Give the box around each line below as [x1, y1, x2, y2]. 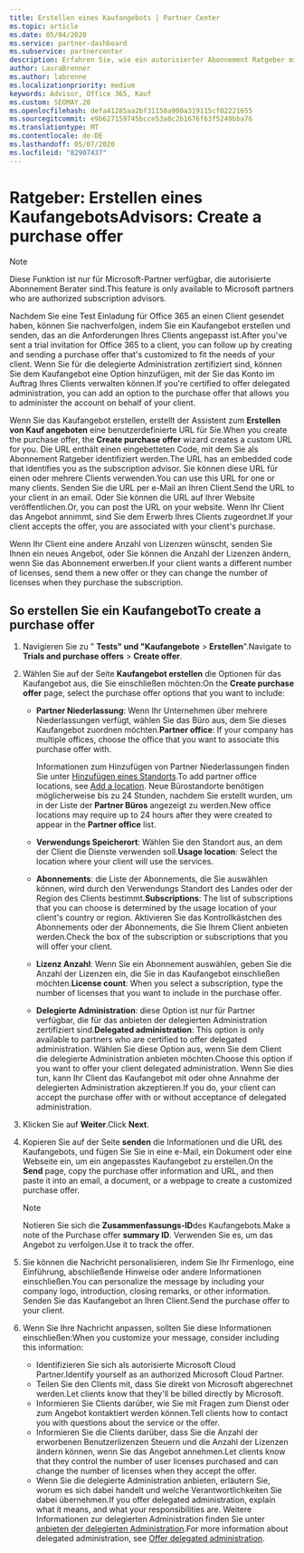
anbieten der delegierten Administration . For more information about [35, 1523, 289, 1534]
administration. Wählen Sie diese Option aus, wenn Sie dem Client [35, 1044, 282, 1055]
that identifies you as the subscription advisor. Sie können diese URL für [9, 463, 279, 474]
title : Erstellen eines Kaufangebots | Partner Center [9, 13, 221, 23]
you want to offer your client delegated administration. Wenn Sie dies [35, 1063, 294, 1074]
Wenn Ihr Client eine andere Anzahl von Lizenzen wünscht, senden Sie [9, 538, 273, 549]
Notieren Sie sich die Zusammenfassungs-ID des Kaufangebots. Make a [22, 1220, 291, 1231]
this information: [22, 1342, 84, 1353]
